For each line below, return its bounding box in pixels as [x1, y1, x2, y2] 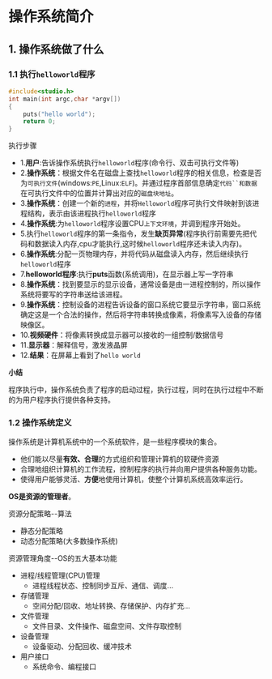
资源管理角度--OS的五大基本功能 [8, 553, 117, 563]
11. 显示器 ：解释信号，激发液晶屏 [19, 340, 128, 350]
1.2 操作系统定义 [8, 417, 72, 429]
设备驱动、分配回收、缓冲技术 [32, 642, 132, 651]
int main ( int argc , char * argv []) [8, 95, 121, 103]
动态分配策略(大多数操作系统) [19, 536, 119, 546]
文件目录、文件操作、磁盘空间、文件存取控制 [32, 621, 182, 631]
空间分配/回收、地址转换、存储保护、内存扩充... [32, 601, 190, 611]
